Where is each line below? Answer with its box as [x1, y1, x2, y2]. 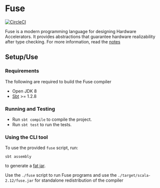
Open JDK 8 [12, 88, 37, 94]
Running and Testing [5, 105, 55, 112]
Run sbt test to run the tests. [12, 121, 72, 127]
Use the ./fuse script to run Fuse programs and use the [5, 172, 117, 178]
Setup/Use [5, 53, 39, 61]
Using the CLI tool [5, 133, 48, 140]
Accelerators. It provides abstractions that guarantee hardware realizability [5, 34, 156, 39]
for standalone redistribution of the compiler [35, 177, 123, 183]
